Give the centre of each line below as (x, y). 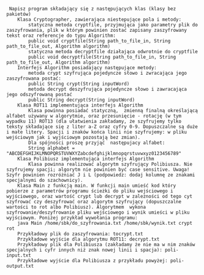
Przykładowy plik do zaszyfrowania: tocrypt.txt (80, 234)
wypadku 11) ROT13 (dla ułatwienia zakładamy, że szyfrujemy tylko (94, 121)
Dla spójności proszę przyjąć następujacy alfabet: (97, 143)
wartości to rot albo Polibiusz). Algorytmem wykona (76, 207)
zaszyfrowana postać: (34, 78)
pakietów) (19, 14)
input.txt (19, 255)
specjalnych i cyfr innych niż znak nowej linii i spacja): (85, 250)
